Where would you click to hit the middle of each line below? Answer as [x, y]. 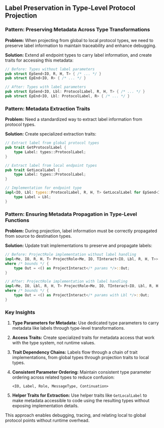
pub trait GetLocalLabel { [32, 170]
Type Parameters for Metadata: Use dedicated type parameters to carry [85, 323]
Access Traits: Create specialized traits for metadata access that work [83, 338]
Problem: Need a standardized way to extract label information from [74, 119]
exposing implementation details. [45, 406]
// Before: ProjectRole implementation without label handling [71, 255]
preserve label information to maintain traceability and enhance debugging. [81, 45]
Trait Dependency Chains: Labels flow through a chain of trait [75, 352]
